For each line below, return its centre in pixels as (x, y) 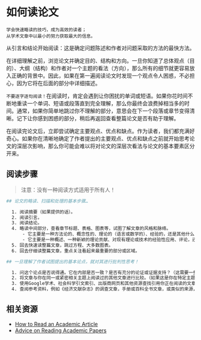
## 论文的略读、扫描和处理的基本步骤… (47, 201)
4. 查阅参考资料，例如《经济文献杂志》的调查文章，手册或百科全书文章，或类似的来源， (105, 289)
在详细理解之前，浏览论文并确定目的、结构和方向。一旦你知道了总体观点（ (98, 60)
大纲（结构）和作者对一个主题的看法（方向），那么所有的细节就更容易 (104, 68)
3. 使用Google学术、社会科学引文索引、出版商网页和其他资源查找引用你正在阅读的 (99, 284)
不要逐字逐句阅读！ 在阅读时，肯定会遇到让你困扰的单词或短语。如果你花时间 (97, 96)
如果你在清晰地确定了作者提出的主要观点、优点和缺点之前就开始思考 (106, 138)
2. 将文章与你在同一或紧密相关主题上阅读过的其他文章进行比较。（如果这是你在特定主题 (103, 278)
